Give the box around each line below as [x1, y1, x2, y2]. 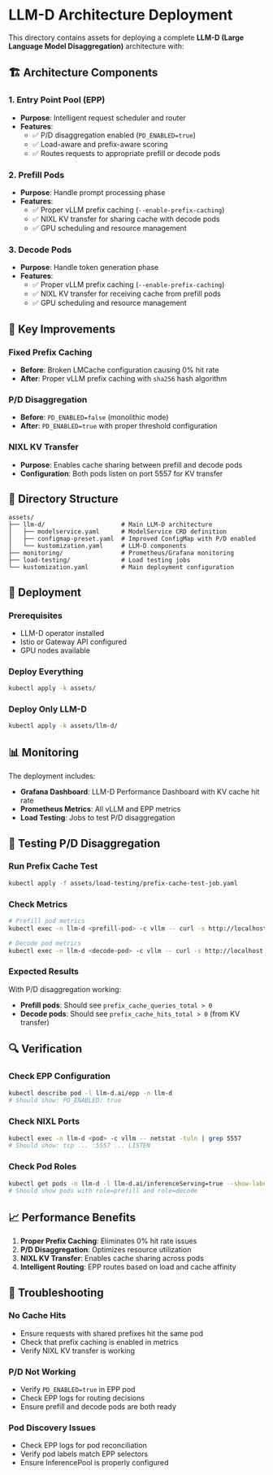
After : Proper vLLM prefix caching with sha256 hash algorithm [19, 373, 227, 383]
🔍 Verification [8, 1042, 83, 1056]
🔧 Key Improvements [8, 322, 116, 336]
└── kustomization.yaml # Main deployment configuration [8, 563, 234, 572]
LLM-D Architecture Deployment [8, 6, 233, 24]
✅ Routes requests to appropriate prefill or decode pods [32, 148, 221, 158]
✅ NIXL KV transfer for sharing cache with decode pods [32, 214, 220, 224]
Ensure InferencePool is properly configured [19, 1458, 169, 1468]
